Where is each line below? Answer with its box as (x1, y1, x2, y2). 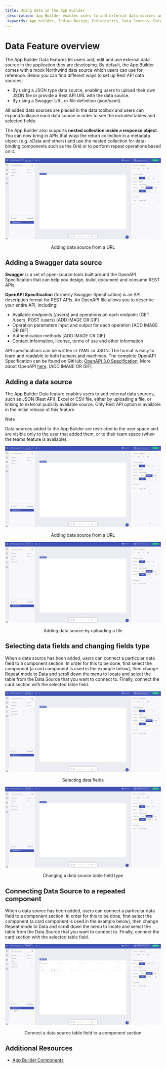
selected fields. (5, 118, 37, 124)
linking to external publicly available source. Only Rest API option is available (5, 401, 161, 408)
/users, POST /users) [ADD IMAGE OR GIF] (12, 317, 99, 323)
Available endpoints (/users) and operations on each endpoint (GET (12, 312, 150, 318)
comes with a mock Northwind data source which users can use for (5, 67, 143, 73)
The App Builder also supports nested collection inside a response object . (5, 128, 158, 134)
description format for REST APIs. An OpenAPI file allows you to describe (5, 297, 154, 303)
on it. (5, 148, 16, 154)
